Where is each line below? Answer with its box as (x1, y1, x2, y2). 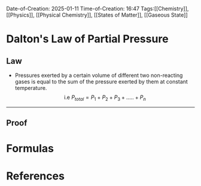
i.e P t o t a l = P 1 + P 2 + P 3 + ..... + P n (63, 94, 147, 102)
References (6, 169, 65, 182)
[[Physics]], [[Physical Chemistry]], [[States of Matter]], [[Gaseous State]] (6, 11, 188, 18)
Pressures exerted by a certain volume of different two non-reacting (14, 72, 183, 79)
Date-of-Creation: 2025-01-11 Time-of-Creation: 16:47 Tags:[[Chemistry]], (6, 5, 189, 12)
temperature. (14, 85, 47, 91)
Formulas (6, 142, 54, 156)
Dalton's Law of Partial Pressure (6, 32, 169, 46)
